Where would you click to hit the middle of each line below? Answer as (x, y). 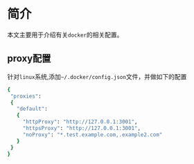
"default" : (32, 109)
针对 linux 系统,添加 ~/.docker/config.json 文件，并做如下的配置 (97, 76)
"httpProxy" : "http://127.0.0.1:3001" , (80, 122)
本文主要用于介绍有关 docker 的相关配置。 (65, 35)
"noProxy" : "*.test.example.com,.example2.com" (92, 135)
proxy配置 (29, 58)
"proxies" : (26, 96)
